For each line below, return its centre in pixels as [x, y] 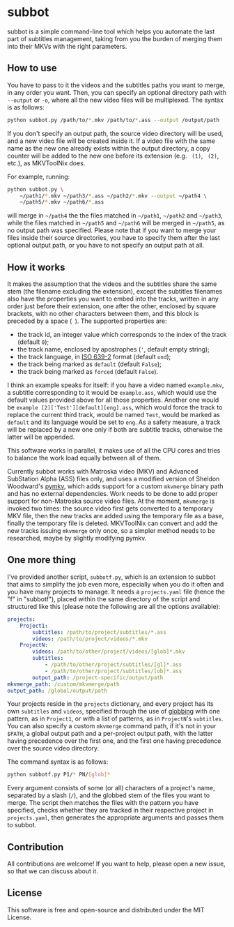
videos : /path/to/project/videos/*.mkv [90, 639]
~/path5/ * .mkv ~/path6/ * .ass [62, 202]
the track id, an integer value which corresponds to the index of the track [122, 335]
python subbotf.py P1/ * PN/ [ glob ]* [59, 775]
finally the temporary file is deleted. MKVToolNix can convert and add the [112, 523]
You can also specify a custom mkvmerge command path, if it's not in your [112, 726]
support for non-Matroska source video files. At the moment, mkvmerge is [111, 501]
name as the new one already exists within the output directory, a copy [109, 148]
